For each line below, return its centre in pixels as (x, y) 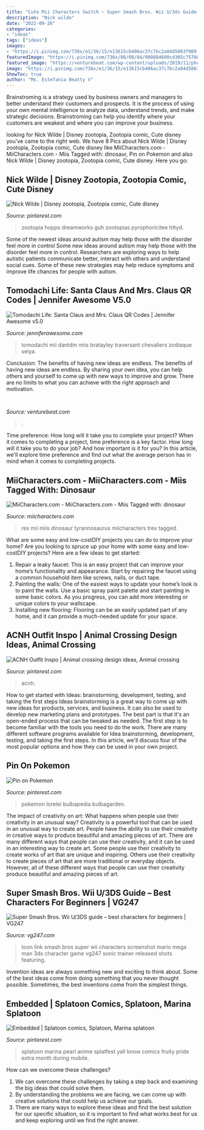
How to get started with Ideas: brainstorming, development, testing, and (96, 695)
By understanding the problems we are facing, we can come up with (100, 1095)
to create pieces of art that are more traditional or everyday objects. (91, 861)
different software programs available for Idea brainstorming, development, (100, 733)
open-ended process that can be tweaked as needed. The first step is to (97, 721)
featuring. (33, 960)
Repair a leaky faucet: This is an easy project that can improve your (99, 564)
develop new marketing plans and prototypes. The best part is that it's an (98, 714)
